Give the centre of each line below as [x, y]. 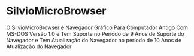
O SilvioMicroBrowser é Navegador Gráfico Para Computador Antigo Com [97, 27]
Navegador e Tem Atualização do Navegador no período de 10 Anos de [94, 40]
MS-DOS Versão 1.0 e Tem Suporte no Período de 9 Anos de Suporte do [95, 33]
